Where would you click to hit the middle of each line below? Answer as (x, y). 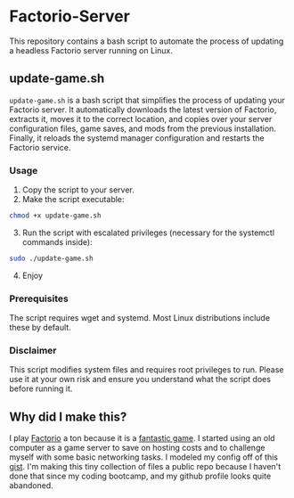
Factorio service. (40, 147)
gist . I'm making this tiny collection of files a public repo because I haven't (145, 467)
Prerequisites (39, 298)
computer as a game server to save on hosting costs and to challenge (137, 448)
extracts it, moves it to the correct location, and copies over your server (141, 118)
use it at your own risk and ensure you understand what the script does (140, 380)
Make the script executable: (73, 200)
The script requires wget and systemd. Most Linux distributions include (139, 318)
